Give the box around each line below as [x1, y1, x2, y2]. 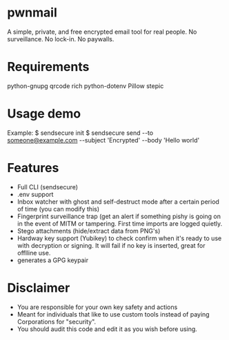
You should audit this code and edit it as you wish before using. [17, 325, 198, 333]
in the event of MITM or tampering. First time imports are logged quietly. [17, 219, 223, 228]
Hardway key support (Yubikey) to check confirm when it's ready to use [17, 234, 222, 242]
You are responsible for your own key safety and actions [17, 303, 178, 311]
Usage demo [7, 106, 81, 122]
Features [7, 160, 59, 176]
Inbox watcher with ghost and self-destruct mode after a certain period [17, 198, 219, 206]
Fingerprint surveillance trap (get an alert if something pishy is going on [17, 212, 221, 220]
